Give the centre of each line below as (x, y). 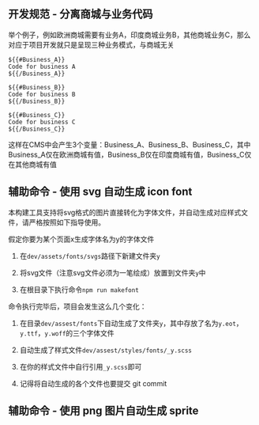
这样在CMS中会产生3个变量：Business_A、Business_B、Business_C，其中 (129, 144)
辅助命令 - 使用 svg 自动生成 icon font (100, 192)
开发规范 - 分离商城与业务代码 (81, 14)
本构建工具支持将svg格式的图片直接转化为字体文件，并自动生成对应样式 (125, 212)
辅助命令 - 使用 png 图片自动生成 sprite (103, 411)
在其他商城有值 (32, 164)
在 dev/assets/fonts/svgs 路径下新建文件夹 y (90, 256)
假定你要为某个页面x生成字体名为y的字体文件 (81, 239)
